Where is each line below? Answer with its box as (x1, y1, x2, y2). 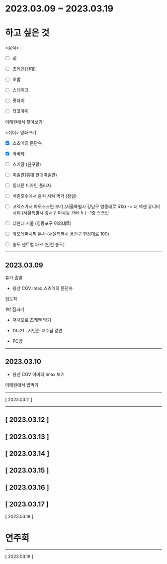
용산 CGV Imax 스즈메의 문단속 (12, 285, 73, 291)
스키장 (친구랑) (12, 161, 41, 167)
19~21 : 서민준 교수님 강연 (12, 327, 63, 333)
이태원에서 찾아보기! (5, 119, 44, 125)
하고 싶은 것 (5, 27, 50, 39)
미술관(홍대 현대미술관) (12, 172, 57, 178)
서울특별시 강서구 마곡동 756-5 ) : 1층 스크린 (23, 209, 109, 215)
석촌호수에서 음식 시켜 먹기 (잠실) (12, 192, 77, 199)
